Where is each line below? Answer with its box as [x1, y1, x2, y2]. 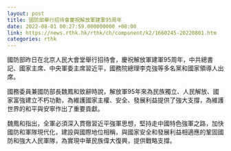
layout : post [7, 10, 45, 17]
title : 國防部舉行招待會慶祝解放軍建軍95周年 [7, 17, 122, 23]
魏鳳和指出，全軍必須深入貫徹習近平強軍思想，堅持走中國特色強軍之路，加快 [7, 119, 224, 128]
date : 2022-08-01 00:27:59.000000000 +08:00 [7, 23, 137, 30]
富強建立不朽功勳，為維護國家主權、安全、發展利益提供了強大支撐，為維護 [12, 96, 224, 104]
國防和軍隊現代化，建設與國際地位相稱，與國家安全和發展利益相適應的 [7, 128, 206, 137]
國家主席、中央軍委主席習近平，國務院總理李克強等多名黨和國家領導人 [19, 64, 218, 72]
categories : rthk [7, 36, 57, 43]
